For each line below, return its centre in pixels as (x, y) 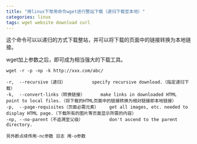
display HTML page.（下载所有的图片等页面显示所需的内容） (71, 113)
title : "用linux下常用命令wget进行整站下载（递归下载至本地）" (76, 11)
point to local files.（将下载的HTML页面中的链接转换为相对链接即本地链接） (91, 101)
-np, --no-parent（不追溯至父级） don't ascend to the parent (92, 120)
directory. (19, 125)
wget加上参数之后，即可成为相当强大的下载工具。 (66, 60)
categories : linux (28, 17)
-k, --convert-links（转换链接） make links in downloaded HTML (91, 95)
